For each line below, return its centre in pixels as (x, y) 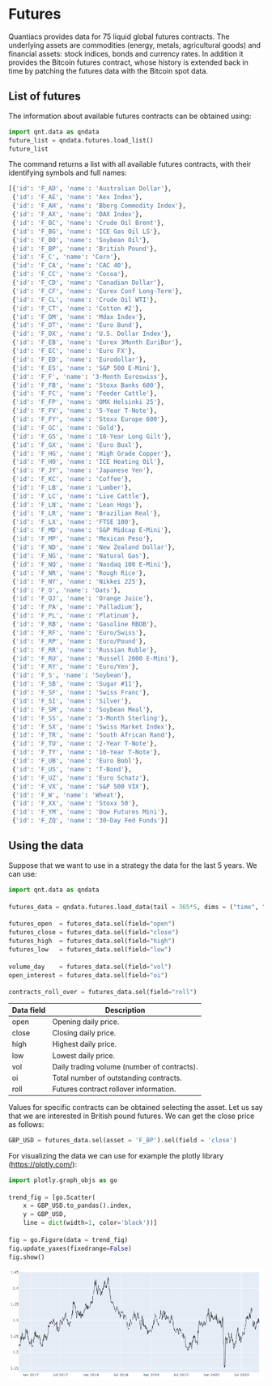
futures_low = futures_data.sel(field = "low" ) (90, 949)
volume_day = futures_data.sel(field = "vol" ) (90, 967)
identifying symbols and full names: (68, 173)
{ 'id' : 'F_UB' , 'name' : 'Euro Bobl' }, (77, 761)
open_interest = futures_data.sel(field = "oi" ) (88, 975)
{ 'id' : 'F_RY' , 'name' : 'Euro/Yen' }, (75, 667)
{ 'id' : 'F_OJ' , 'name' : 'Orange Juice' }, (83, 599)
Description (125, 1010)
